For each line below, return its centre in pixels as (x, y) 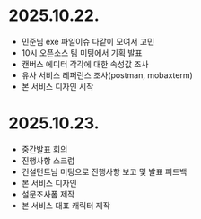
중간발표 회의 (44, 149)
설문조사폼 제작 (48, 194)
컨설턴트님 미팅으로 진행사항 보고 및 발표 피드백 (104, 171)
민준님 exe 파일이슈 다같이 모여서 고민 (88, 41)
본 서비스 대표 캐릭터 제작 (66, 205)
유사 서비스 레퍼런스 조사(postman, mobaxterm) (107, 75)
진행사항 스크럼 (48, 160)
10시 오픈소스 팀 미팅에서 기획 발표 (82, 53)
